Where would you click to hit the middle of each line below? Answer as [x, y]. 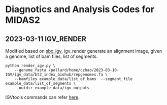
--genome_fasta [30, 70]
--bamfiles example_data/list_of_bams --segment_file [74, 79]
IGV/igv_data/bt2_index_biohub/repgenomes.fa [54, 75]
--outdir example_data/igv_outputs [52, 88]
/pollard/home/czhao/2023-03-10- [84, 70]
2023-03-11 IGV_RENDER [46, 39]
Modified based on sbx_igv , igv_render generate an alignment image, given [84, 51]
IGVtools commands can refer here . [42, 97]
